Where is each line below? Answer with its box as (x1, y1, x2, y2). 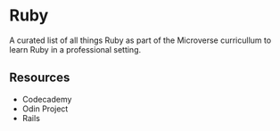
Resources (9, 70, 70, 86)
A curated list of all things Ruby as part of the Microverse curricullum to (9, 35, 272, 45)
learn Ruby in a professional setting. (9, 44, 141, 54)
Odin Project (21, 103, 69, 114)
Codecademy (21, 94, 72, 104)
